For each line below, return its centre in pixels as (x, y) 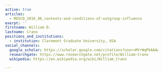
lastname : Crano (21, 32)
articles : (15, 14)
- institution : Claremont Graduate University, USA (63, 41)
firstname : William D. (28, 28)
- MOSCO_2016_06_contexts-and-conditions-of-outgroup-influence (76, 18)
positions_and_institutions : (34, 37)
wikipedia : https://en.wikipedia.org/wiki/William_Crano (68, 59)
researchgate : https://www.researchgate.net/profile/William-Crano (79, 54)
